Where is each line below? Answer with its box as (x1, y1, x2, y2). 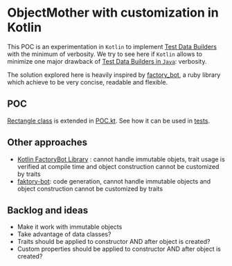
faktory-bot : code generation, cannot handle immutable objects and (17, 177, 211, 185)
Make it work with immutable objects (17, 223, 123, 231)
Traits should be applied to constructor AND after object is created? (17, 238, 211, 246)
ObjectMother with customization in (7, 5, 220, 21)
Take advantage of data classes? (17, 230, 111, 238)
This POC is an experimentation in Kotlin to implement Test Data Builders (7, 42, 217, 51)
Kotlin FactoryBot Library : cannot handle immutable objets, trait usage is (17, 154, 225, 163)
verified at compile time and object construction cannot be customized (17, 162, 220, 170)
